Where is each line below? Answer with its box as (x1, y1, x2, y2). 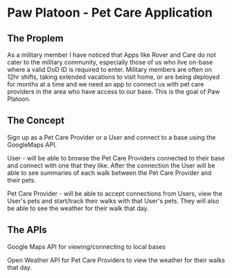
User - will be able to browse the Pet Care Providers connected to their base (7, 154, 225, 162)
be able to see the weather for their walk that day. (7, 204, 149, 212)
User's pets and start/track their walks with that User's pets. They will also (7, 196, 220, 205)
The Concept (7, 115, 64, 127)
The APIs (7, 224, 47, 236)
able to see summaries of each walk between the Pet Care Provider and (7, 168, 212, 177)
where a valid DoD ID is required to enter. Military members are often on (7, 66, 213, 73)
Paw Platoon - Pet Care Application (7, 5, 213, 21)
